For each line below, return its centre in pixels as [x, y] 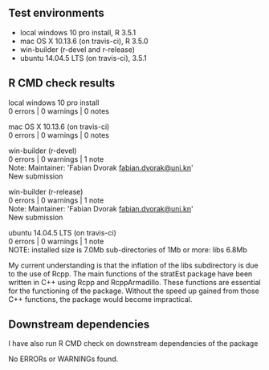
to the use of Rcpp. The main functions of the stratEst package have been [130, 273]
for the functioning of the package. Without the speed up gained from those [134, 291]
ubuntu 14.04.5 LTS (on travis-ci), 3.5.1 [83, 58]
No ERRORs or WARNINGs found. [63, 359]
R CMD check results [62, 83]
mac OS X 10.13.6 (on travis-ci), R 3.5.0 [84, 41]
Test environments [56, 13]
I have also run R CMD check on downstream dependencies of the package [133, 344]
